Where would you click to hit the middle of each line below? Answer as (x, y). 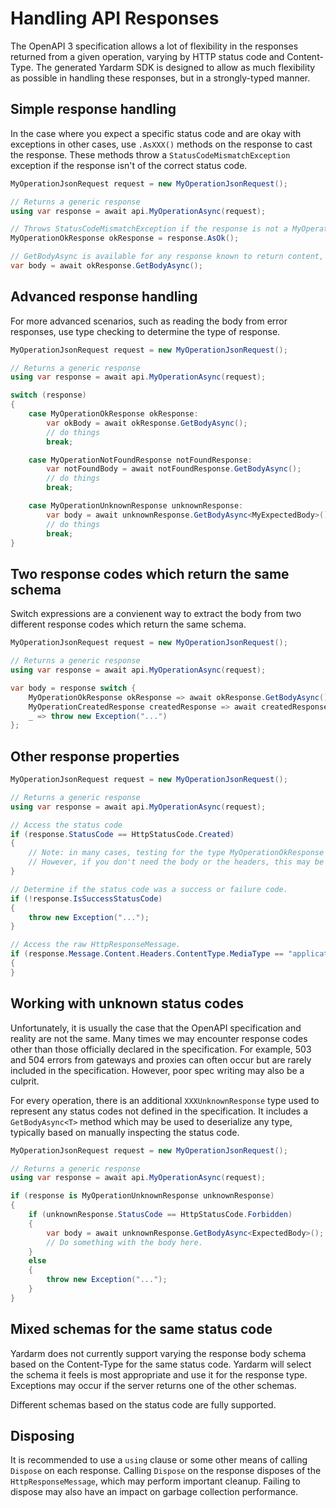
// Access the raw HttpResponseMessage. (96, 945)
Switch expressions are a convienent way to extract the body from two (156, 614)
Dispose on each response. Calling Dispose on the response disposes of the (166, 1471)
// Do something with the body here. (124, 1242)
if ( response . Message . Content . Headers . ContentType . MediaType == (147, 954)
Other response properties (95, 756)
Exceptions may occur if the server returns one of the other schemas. (153, 1385)
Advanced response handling (104, 297)
